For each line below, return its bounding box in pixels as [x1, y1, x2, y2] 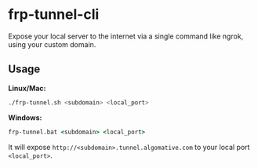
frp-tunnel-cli [8, 5, 100, 24]
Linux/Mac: [8, 83, 46, 93]
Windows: [8, 112, 42, 122]
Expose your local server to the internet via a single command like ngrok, [8, 31, 244, 41]
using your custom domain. [8, 39, 96, 49]
